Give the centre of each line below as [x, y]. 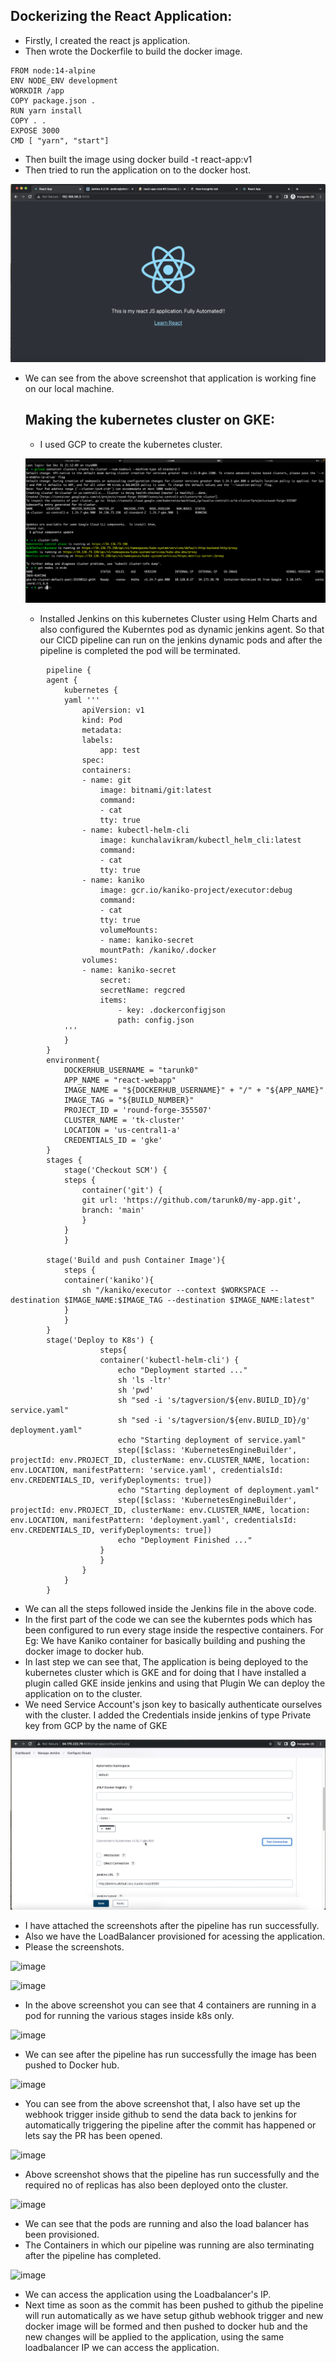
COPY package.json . [53, 100]
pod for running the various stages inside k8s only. [129, 2015]
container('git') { [122, 1190]
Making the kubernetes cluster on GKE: [150, 420]
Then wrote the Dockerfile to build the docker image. [133, 51]
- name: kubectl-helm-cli [135, 830]
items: [113, 1000]
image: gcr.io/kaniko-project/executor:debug [196, 890]
